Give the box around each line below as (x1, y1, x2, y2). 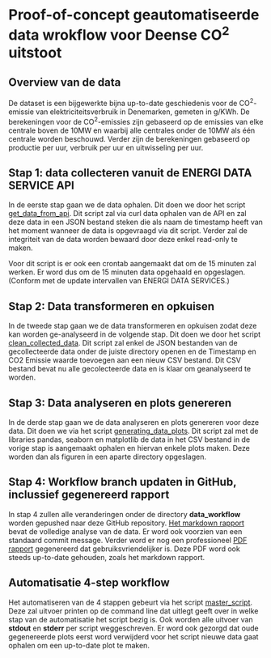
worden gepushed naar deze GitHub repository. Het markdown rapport (8, 518, 245, 528)
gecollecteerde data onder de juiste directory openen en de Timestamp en (8, 346, 256, 357)
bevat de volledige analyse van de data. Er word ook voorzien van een (8, 526, 243, 536)
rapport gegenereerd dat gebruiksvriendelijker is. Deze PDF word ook (8, 544, 240, 554)
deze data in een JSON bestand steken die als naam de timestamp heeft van (8, 217, 263, 227)
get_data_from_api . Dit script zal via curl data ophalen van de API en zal (8, 209, 247, 219)
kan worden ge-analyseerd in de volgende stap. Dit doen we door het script (8, 329, 261, 339)
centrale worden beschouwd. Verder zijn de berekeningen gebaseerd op (8, 134, 251, 143)
